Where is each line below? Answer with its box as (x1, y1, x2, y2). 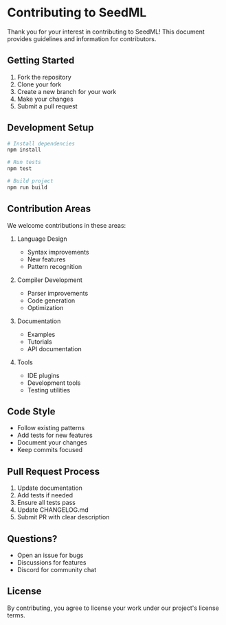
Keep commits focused (16, 446, 83, 454)
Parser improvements (27, 289, 89, 297)
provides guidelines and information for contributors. (7, 34, 157, 43)
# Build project (7, 178, 54, 185)
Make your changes (16, 95, 74, 103)
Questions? (7, 533, 58, 545)
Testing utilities (27, 386, 71, 394)
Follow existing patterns (16, 424, 85, 432)
